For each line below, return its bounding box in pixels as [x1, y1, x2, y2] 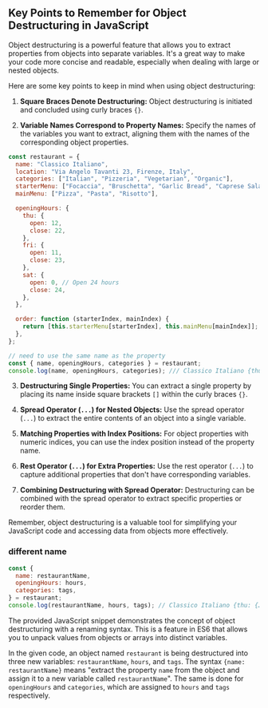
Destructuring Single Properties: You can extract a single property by [19, 381, 252, 390]
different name [8, 546, 67, 557]
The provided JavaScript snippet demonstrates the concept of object [8, 615, 235, 625]
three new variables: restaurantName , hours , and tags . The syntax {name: [8, 656, 246, 666]
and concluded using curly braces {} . [19, 105, 144, 114]
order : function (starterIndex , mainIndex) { [15, 315, 170, 323]
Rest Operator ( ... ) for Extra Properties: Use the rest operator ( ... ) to [19, 461, 254, 471]
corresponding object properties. [19, 137, 129, 147]
